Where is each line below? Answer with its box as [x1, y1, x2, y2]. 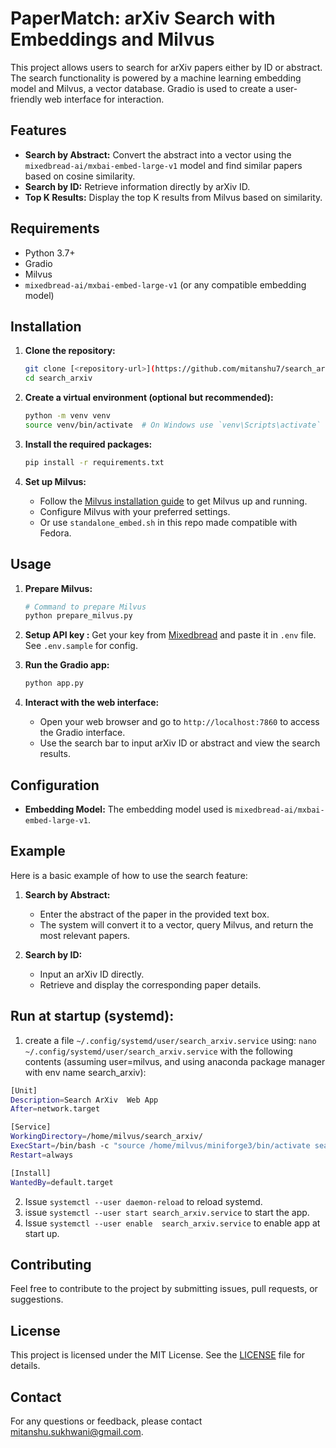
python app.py [24, 678, 84, 689]
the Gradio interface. [39, 727, 126, 739]
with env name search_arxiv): [24, 1066, 147, 1078]
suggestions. [10, 1293, 64, 1306]
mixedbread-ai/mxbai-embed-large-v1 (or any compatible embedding [24, 278, 307, 291]
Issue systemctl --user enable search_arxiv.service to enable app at [24, 1217, 321, 1229]
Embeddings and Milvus [10, 28, 215, 51]
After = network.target [10, 1104, 101, 1114]
